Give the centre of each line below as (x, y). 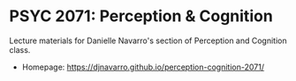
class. (20, 49)
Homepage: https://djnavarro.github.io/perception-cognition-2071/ (143, 67)
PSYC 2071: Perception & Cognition (141, 16)
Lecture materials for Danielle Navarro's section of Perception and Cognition (148, 40)
